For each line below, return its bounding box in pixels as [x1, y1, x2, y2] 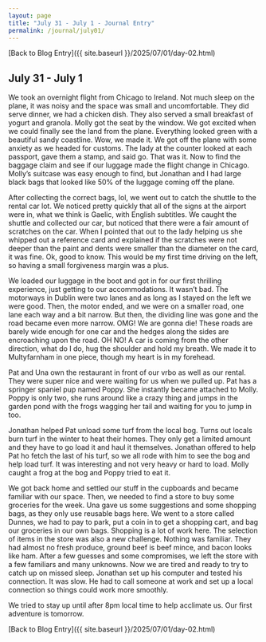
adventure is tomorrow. [8, 609, 84, 619]
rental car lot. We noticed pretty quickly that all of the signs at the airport [8, 201, 247, 211]
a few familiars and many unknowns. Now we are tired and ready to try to [8, 560, 248, 569]
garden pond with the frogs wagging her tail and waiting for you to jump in [8, 402, 252, 412]
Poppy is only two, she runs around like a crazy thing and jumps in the [8, 393, 239, 403]
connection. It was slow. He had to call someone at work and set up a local [8, 577, 253, 586]
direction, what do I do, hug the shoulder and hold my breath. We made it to [8, 344, 256, 353]
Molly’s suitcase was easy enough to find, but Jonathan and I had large [8, 169, 241, 179]
